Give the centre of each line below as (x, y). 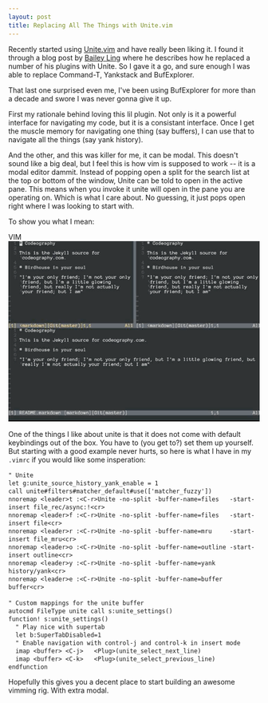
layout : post (30, 17)
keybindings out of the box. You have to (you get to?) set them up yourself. (131, 443)
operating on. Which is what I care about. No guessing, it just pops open (127, 197)
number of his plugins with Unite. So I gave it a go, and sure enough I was (129, 66)
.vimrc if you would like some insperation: (77, 460)
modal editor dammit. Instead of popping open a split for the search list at (129, 172)
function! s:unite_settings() (59, 619)
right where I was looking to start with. (71, 206)
